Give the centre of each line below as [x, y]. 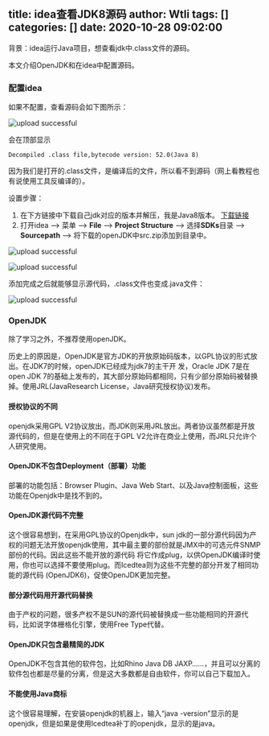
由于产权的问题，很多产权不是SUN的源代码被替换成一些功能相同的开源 [125, 614]
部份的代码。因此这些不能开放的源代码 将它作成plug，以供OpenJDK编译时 [131, 555]
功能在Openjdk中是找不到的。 [57, 495]
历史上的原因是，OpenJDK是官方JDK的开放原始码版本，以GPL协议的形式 [130, 356]
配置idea [25, 88]
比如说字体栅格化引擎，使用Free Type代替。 [95, 624]
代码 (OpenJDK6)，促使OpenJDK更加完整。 [102, 575]
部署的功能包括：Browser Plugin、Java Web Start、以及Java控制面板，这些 [133, 485]
